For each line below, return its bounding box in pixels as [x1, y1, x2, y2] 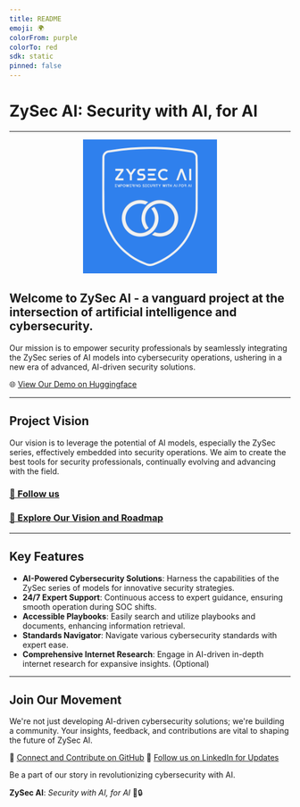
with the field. [9, 465, 60, 477]
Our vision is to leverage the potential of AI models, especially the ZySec [9, 437, 277, 448]
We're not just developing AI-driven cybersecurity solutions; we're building [9, 716, 285, 727]
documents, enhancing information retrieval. [21, 620, 186, 631]
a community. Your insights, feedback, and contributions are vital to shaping [9, 726, 289, 736]
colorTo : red [9, 43, 58, 52]
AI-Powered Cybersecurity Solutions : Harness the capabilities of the [21, 572, 279, 584]
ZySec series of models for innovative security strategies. [21, 582, 235, 593]
